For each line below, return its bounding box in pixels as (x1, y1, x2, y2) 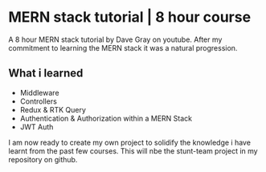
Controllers (19, 96, 58, 106)
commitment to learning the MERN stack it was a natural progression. (8, 43, 238, 52)
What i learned (8, 67, 84, 80)
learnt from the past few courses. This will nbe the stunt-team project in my (8, 145, 259, 156)
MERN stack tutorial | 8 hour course (8, 8, 252, 27)
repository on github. (8, 154, 78, 164)
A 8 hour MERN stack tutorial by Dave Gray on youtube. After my (8, 35, 223, 44)
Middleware (19, 88, 59, 97)
